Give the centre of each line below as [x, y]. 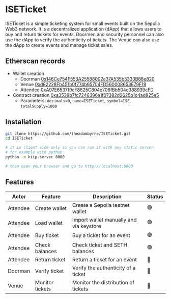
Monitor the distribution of [103, 282]
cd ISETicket [19, 139]
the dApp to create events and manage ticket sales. [59, 45]
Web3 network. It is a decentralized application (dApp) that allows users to [83, 29]
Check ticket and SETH [100, 244]
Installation [23, 122]
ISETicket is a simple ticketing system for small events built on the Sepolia [83, 23]
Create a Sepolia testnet [101, 205]
